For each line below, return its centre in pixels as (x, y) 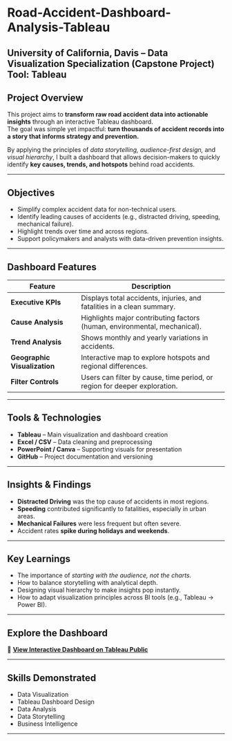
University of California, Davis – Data (88, 53)
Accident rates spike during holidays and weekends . (93, 530)
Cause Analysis (37, 323)
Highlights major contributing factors (141, 318)
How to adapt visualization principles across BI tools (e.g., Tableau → (115, 597)
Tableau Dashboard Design (56, 702)
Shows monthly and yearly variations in (145, 338)
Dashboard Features (52, 267)
